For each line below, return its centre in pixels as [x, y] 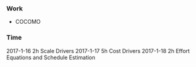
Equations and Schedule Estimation [51, 57]
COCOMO [28, 22]
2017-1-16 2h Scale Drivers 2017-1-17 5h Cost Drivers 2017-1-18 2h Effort [98, 51]
